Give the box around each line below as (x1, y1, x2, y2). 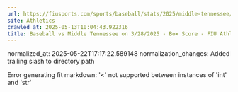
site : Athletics (7, 17, 55, 24)
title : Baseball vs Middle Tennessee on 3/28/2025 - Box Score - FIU (7, 30, 217, 38)
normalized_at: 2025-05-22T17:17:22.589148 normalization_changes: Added (7, 50, 230, 58)
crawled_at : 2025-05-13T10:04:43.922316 (7, 23, 129, 30)
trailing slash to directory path (7, 57, 95, 66)
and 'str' (7, 79, 32, 87)
